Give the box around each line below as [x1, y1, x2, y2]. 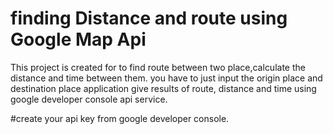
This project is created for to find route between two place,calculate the [10, 61, 306, 73]
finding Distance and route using [10, 7, 288, 30]
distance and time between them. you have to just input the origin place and [10, 72, 323, 84]
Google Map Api [10, 28, 147, 51]
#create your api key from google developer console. [10, 112, 230, 124]
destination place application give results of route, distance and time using [10, 82, 317, 94]
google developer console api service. [10, 93, 168, 105]
